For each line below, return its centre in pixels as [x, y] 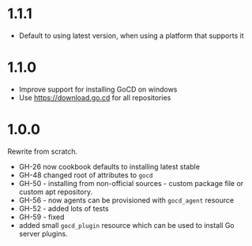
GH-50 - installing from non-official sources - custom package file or [131, 183]
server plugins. [43, 233]
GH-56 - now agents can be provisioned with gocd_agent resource [126, 200]
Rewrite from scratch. [43, 151]
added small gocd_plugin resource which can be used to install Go [126, 225]
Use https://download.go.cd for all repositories [95, 97]
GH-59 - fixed [41, 217]
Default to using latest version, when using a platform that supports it [131, 35]
